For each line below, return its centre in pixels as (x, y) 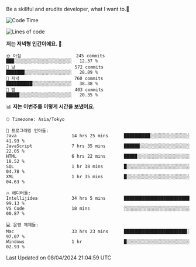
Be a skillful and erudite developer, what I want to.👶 (68, 9)
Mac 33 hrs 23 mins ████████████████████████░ (98, 231)
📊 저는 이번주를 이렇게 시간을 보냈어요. (51, 106)
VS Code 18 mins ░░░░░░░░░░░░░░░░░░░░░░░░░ (98, 209)
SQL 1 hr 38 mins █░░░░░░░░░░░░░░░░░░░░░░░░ (98, 167)
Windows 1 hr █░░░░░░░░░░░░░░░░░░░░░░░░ (98, 242)
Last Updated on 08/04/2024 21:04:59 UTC (59, 258)
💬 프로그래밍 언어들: (27, 131)
